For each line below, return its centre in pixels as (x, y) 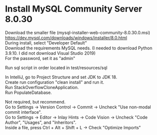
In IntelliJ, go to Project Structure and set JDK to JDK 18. (61, 77)
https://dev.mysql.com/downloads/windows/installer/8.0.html (66, 38)
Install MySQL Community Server (74, 9)
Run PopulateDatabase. (29, 92)
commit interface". (24, 112)
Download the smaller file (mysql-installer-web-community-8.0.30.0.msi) (78, 32)
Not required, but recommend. (35, 102)
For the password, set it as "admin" (40, 58)
